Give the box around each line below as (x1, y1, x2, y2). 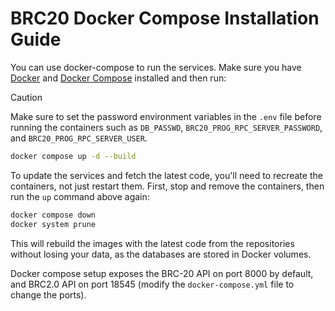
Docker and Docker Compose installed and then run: (10, 72, 227, 84)
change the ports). (10, 288, 87, 301)
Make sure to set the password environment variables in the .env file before (10, 110, 322, 122)
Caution (10, 91, 43, 103)
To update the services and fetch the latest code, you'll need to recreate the (10, 169, 323, 181)
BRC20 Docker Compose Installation (10, 7, 320, 30)
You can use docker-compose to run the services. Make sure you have (10, 61, 302, 73)
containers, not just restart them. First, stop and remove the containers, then (10, 180, 325, 192)
